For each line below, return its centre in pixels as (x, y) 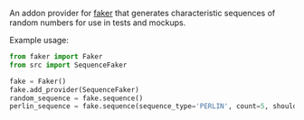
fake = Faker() (38, 81)
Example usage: (39, 40)
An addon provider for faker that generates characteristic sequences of (142, 13)
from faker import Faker (56, 57)
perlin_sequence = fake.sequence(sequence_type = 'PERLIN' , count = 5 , (139, 106)
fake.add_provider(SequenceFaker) (75, 89)
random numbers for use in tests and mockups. (98, 23)
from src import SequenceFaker (68, 65)
